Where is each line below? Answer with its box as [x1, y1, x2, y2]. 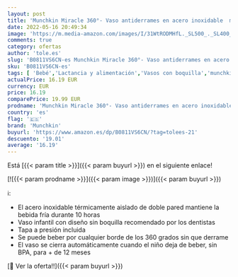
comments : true [7, 37, 52, 44]
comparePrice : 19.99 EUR [7, 96, 81, 103]
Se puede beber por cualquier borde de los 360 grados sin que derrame [17, 233, 229, 242]
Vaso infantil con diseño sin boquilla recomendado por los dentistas [17, 218, 216, 227]
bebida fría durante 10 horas [17, 211, 101, 219]
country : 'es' [7, 109, 50, 116]
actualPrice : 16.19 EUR [7, 76, 78, 83]
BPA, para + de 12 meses [17, 248, 91, 257]
